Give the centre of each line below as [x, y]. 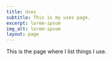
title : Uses [21, 12]
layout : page [23, 34]
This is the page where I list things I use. [57, 51]
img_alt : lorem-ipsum [34, 29]
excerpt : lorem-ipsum [34, 23]
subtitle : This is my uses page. [48, 18]
